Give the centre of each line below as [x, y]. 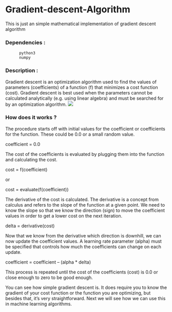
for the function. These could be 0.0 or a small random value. [70, 134]
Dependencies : [25, 42]
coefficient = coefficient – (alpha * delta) [48, 262]
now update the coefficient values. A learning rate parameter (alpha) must [83, 241]
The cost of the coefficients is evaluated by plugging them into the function [85, 154]
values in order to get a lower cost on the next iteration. [64, 216]
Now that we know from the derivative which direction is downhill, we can [83, 235]
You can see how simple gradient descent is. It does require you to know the [86, 287]
